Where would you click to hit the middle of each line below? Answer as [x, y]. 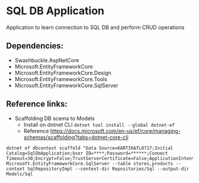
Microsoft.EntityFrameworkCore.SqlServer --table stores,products [90, 163]
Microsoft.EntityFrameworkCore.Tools [61, 79]
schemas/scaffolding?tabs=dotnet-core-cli [76, 137]
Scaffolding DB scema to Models [54, 118]
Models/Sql [20, 174]
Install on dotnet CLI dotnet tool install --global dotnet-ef [99, 124]
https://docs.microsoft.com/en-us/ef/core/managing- [115, 131]
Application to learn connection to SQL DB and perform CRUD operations [95, 27]
